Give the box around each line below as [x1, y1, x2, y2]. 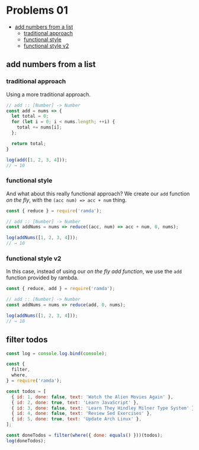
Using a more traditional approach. [6, 90, 91, 98]
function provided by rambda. [6, 274, 79, 281]
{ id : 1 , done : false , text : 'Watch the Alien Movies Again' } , [11, 394, 174, 400]
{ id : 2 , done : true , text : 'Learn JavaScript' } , [11, 399, 139, 405]
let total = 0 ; [11, 114, 49, 119]
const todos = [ [6, 388, 46, 394]
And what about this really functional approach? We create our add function [6, 190, 190, 197]
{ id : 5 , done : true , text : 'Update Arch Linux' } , [11, 416, 142, 422]
